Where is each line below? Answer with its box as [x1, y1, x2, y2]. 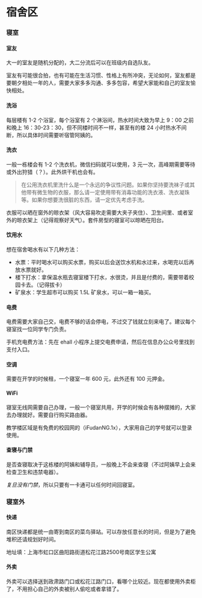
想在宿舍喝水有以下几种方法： [6, 245, 80, 253]
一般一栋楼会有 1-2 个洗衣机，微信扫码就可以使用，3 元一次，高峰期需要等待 [6, 161, 195, 168]
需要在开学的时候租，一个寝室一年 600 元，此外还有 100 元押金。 [6, 375, 168, 383]
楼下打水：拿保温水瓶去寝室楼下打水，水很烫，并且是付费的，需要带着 [14, 273, 189, 280]
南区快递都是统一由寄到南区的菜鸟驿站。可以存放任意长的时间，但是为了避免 [6, 528, 196, 535]
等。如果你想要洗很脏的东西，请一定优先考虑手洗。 [20, 196, 148, 203]
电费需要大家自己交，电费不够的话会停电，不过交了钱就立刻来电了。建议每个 [6, 318, 196, 325]
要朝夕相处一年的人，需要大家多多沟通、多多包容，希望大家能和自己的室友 [6, 79, 191, 87]
